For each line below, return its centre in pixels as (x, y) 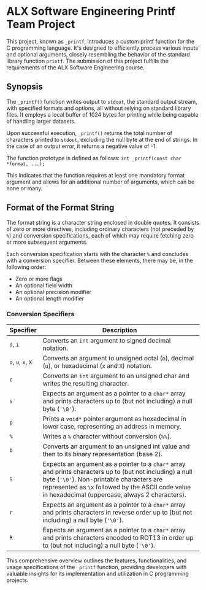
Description (120, 330)
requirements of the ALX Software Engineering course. (76, 67)
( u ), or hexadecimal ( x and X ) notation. (97, 365)
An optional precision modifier (53, 292)
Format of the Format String (60, 208)
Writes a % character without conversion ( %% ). (107, 436)
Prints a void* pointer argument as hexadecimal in (115, 419)
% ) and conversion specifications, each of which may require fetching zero (100, 235)
